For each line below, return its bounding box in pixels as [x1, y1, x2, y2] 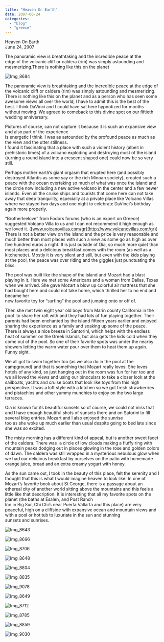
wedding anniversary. [5, 114, 49, 120]
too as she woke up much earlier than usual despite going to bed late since [5, 420, 157, 426]
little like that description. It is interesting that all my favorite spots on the [5, 491, 152, 497]
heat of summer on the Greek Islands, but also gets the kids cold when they [5, 334, 158, 340]
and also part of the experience [5, 129, 69, 135]
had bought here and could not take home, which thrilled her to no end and [5, 288, 157, 294]
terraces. [5, 395, 23, 401]
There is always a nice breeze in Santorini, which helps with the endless [5, 328, 150, 334]
